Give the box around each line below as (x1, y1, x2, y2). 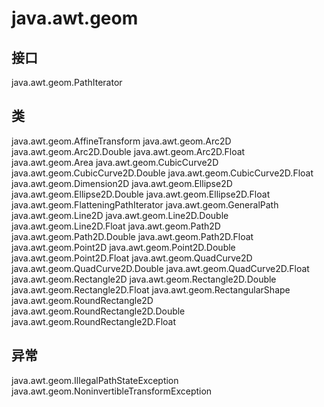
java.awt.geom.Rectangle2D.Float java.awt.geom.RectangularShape (11, 283, 291, 296)
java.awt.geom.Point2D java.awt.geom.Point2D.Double (11, 241, 236, 253)
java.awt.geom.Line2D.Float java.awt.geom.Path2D (11, 220, 221, 232)
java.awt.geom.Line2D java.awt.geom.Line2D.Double (11, 209, 229, 221)
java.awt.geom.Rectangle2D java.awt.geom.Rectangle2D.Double (11, 273, 277, 285)
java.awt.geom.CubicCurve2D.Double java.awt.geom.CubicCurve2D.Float (11, 167, 314, 179)
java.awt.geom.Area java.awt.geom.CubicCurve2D (11, 156, 219, 168)
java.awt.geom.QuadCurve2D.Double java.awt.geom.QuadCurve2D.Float (11, 262, 310, 274)
